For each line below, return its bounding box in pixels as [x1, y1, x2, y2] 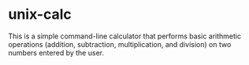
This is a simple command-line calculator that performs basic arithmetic [8, 31, 242, 41]
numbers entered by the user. [8, 48, 105, 57]
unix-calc [8, 5, 72, 23]
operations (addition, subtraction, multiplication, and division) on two [8, 39, 232, 49]
